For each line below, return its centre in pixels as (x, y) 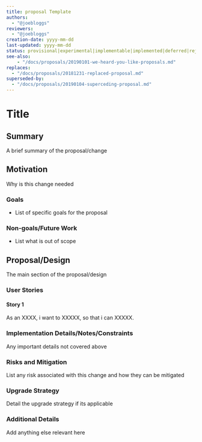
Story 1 (15, 304)
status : (16, 51)
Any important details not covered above (57, 347)
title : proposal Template (38, 12)
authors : (17, 17)
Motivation (27, 170)
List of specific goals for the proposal (61, 213)
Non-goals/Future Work (42, 228)
